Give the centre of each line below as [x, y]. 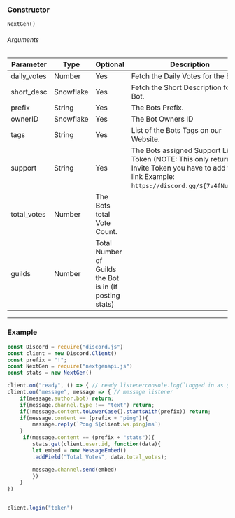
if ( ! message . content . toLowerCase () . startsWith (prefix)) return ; [115, 411]
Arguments [23, 39]
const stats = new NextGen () [50, 373]
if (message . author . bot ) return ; [67, 398]
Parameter [29, 64]
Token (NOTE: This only [170, 159]
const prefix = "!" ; [37, 360]
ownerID [25, 119]
